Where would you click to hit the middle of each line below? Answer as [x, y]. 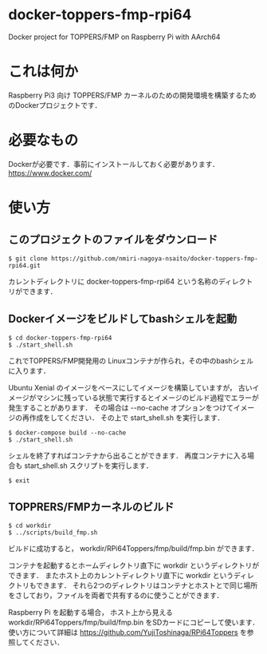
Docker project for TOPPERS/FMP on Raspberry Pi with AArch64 [114, 37]
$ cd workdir [30, 526]
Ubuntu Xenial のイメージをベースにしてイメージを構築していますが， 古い [130, 387]
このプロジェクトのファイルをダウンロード [113, 240]
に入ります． [29, 371]
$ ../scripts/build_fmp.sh [53, 533]
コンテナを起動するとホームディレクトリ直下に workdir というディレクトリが [134, 565]
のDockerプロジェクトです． [55, 105]
